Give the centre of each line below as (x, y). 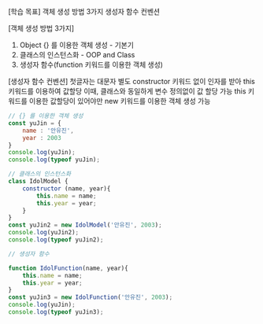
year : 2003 (42, 138)
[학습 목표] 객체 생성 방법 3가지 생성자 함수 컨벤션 (84, 11)
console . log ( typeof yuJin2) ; (56, 240)
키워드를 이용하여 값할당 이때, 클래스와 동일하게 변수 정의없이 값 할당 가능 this (127, 91)
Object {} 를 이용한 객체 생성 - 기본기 (76, 45)
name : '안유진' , (48, 131)
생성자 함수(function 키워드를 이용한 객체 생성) (91, 64)
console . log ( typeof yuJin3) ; (56, 312)
